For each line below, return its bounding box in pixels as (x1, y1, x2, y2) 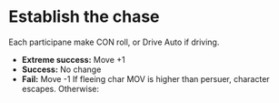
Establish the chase (8, 6, 160, 27)
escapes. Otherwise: (21, 83, 99, 94)
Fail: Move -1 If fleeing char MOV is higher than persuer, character (21, 73, 270, 84)
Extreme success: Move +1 (21, 54, 125, 65)
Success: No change (21, 64, 102, 75)
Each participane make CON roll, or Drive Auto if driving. (8, 36, 220, 47)
